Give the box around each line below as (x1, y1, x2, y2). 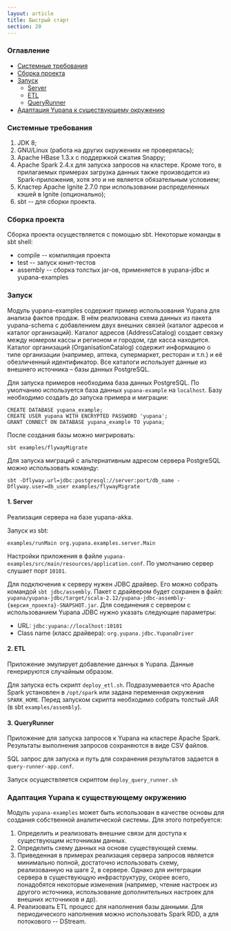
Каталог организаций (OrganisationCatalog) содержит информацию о (7, 343, 211, 351)
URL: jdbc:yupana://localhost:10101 (17, 621, 123, 629)
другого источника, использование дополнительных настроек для (17, 888, 214, 896)
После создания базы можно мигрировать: (7, 430, 136, 439)
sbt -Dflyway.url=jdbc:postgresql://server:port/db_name (7, 477, 174, 484)
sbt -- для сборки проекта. (17, 197, 97, 205)
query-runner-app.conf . (7, 762, 74, 771)
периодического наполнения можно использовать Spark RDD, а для (17, 910, 219, 919)
